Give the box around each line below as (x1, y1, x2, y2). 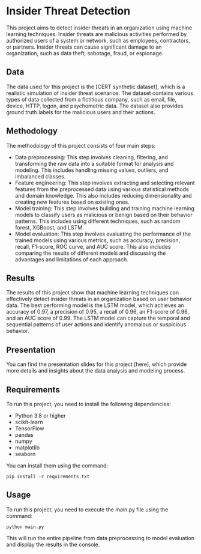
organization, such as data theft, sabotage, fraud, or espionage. (6, 49, 164, 56)
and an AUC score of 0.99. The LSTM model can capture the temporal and (6, 314, 190, 322)
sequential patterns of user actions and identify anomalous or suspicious (6, 321, 187, 328)
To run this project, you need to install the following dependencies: (6, 401, 171, 407)
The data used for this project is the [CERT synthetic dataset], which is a (6, 83, 185, 90)
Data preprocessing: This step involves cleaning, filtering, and (14, 153, 168, 160)
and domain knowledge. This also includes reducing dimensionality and (14, 192, 192, 199)
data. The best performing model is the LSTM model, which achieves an (6, 302, 184, 309)
